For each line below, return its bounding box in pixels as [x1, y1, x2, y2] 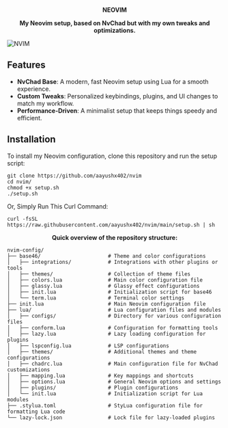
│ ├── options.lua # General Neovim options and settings [7, 378, 222, 385]
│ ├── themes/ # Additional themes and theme [7, 348, 197, 355]
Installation [7, 133, 56, 146]
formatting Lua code [7, 408, 66, 415]
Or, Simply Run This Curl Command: [7, 202, 109, 211]
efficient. [16, 113, 42, 122]
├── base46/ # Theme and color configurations [7, 252, 206, 259]
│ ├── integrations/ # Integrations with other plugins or [7, 258, 218, 265]
